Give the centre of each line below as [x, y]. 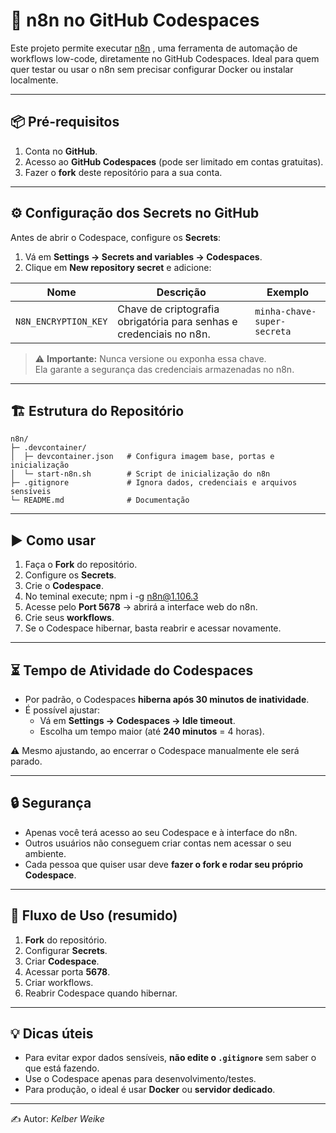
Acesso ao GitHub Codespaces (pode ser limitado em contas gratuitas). [174, 161]
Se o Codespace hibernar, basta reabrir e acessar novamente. [153, 628]
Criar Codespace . [62, 961]
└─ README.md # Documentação [100, 500]
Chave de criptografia [168, 309]
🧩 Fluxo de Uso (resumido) [94, 915]
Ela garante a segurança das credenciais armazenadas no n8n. [164, 369]
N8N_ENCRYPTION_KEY [61, 321]
